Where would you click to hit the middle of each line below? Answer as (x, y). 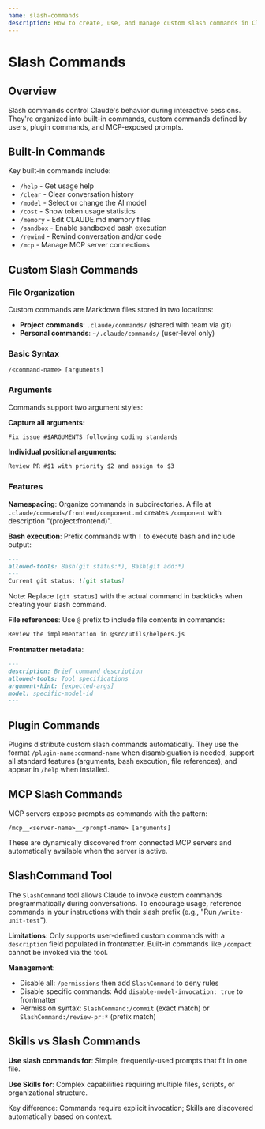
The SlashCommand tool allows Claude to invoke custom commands (115, 895)
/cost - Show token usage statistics (78, 211)
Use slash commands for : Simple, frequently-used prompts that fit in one (128, 1060)
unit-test (24, 921)
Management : (32, 967)
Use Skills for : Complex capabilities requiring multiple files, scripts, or (121, 1084)
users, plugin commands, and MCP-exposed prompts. (96, 126)
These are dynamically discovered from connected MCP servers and (120, 842)
